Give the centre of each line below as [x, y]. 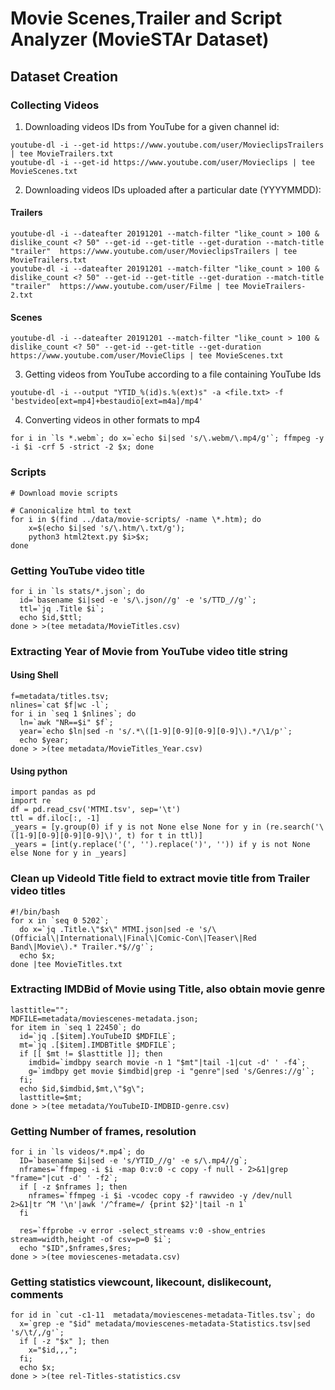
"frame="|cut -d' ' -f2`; [64, 1178]
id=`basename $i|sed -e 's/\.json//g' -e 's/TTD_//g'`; [138, 600]
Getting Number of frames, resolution [103, 1131]
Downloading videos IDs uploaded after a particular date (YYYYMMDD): [173, 189]
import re [31, 801]
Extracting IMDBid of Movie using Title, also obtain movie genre [168, 989]
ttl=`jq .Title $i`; [62, 608]
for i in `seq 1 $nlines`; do [73, 714]
